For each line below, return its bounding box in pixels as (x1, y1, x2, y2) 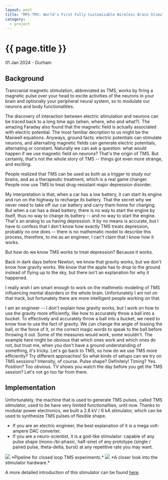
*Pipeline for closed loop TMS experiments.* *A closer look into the (11, 454, 158, 460)
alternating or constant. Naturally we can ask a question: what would (5, 145, 146, 151)
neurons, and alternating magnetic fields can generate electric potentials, (5, 140, 156, 146)
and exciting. (5, 161, 32, 167)
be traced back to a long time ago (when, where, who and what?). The (5, 118, 150, 125)
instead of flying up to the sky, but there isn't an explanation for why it (5, 270, 149, 275)
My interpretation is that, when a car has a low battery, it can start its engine (5, 191, 162, 197)
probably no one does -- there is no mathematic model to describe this (5, 229, 151, 234)
